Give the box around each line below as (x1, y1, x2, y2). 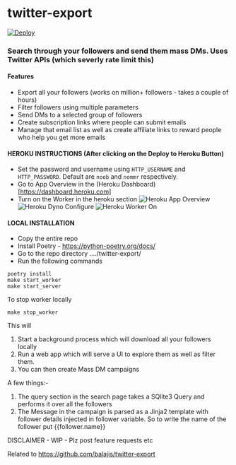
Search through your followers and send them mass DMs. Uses (7, 46, 228, 56)
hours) (17, 95, 37, 104)
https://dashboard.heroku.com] (20, 187, 112, 196)
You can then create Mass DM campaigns (17, 365, 140, 374)
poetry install (7, 271, 52, 278)
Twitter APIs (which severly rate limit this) (7, 54, 154, 64)
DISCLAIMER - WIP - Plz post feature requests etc (7, 436, 153, 445)
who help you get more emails (17, 133, 106, 142)
